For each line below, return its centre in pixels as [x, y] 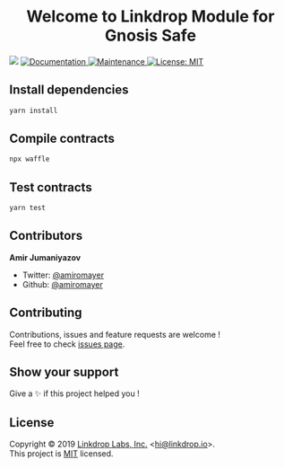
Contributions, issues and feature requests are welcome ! [115, 334]
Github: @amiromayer [62, 284]
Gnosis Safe [151, 35]
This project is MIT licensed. [61, 454]
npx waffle [30, 159]
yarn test [28, 208]
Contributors [46, 236]
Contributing [46, 313]
